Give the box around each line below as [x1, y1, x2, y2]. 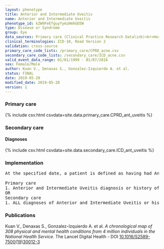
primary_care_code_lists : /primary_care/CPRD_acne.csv [5, 48, 119, 53]
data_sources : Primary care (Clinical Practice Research [5, 35, 123, 40]
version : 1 [5, 84, 27, 90]
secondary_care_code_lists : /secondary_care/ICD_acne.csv [5, 52, 125, 58]
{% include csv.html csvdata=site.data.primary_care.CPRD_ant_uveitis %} [5, 112, 153, 118]
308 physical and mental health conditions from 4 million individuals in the [5, 228, 155, 234]
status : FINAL [5, 71, 34, 76]
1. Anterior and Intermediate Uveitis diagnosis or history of [5, 185, 160, 191]
